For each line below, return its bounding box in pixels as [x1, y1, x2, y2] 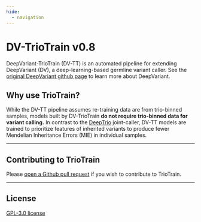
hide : [6, 8, 20, 15]
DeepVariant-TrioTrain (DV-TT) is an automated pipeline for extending [6, 60, 177, 67]
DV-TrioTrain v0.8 [6, 40, 96, 54]
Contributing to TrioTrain [6, 154, 100, 165]
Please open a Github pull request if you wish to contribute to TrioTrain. [6, 170, 181, 178]
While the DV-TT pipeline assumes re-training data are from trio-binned [6, 106, 182, 113]
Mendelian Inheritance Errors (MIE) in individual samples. [6, 131, 147, 139]
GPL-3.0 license [6, 209, 45, 217]
